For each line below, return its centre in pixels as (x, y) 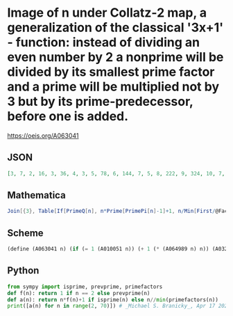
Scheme (25, 233)
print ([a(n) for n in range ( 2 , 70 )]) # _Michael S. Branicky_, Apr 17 (111, 306)
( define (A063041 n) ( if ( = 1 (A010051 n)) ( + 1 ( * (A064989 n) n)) (108, 249)
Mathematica (36, 195)
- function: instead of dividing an (104, 42)
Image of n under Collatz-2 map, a (107, 13)
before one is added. (68, 117)
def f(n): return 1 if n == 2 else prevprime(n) (79, 293)
